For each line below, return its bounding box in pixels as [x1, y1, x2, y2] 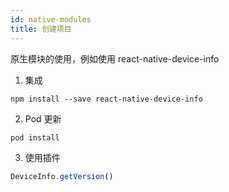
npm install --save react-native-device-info [10, 94, 203, 104]
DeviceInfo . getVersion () [10, 171, 114, 181]
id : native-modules [10, 14, 92, 25]
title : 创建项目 [10, 24, 72, 34]
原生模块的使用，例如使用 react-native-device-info [10, 52, 220, 65]
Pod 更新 [24, 112, 62, 125]
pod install [10, 132, 60, 143]
